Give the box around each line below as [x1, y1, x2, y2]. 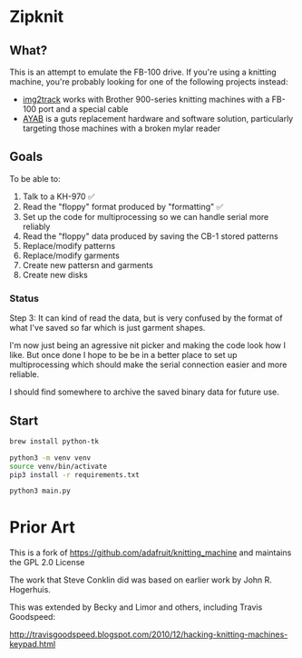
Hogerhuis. [9, 584, 52, 595]
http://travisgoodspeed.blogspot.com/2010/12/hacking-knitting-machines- [9, 629, 288, 640]
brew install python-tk [9, 436, 100, 446]
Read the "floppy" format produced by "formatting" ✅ [22, 201, 224, 212]
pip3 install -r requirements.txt [9, 470, 141, 479]
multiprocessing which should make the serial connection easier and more [9, 359, 287, 370]
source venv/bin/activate [9, 462, 107, 471]
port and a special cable [38, 104, 129, 115]
